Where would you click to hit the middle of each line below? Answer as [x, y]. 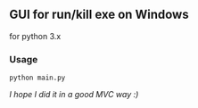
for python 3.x [35, 36]
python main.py [37, 78]
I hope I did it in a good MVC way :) [74, 95]
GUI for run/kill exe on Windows [99, 15]
